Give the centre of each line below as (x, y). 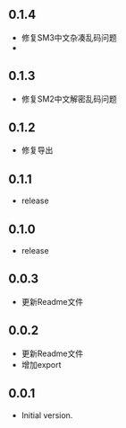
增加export (41, 364)
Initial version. (47, 415)
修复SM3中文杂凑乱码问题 (69, 37)
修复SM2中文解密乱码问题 (69, 99)
